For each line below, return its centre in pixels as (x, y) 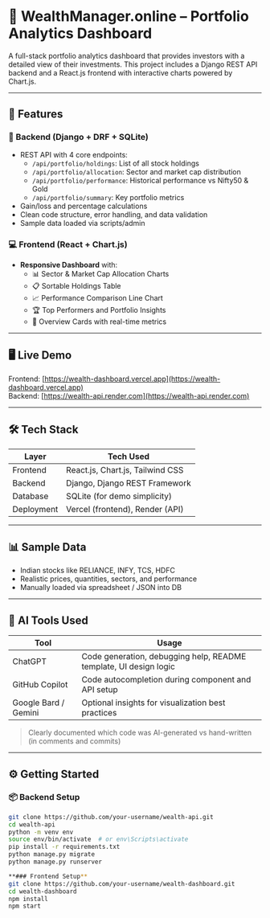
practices (99, 713)
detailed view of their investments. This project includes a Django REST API (133, 64)
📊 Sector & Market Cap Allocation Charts (100, 273)
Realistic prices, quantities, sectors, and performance (108, 579)
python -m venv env (41, 832)
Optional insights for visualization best (153, 703)
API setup (100, 690)
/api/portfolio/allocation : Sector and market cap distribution (136, 171)
